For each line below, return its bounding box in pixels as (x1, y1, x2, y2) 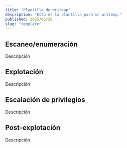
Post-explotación (5, 123, 61, 132)
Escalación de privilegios (5, 96, 85, 104)
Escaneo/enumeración (5, 40, 78, 48)
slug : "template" (5, 21, 42, 27)
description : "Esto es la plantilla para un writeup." (5, 12, 122, 17)
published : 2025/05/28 (5, 17, 53, 22)
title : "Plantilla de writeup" (5, 7, 71, 13)
